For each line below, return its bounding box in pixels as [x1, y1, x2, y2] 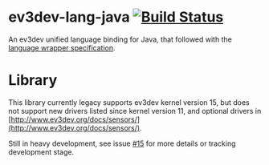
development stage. [8, 147, 75, 156]
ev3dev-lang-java [8, 8, 130, 26]
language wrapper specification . [8, 42, 116, 52]
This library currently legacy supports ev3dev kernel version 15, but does [8, 97, 251, 107]
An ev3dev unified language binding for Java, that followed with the [8, 34, 233, 44]
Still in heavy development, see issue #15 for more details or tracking [8, 139, 236, 148]
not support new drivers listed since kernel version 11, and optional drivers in [8, 106, 262, 115]
